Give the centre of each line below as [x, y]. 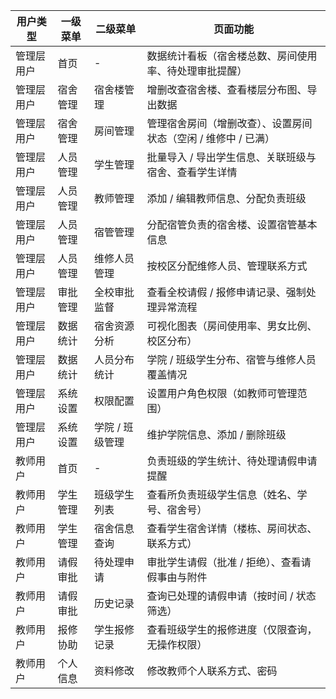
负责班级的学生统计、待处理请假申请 [232, 461]
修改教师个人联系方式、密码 [212, 671]
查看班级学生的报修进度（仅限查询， [232, 629]
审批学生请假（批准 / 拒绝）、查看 [224, 562]
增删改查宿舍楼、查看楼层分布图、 [227, 89]
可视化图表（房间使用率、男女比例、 [232, 326]
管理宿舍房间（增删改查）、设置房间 [229, 123]
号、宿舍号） [177, 509]
